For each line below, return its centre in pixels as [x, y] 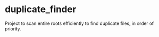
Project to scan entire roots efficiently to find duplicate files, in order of [79, 23]
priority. [13, 28]
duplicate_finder [41, 9]
